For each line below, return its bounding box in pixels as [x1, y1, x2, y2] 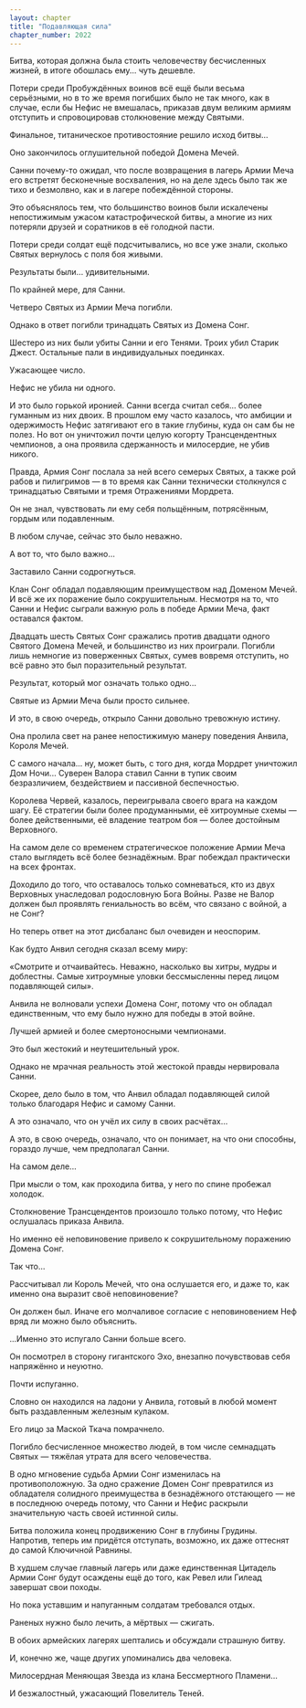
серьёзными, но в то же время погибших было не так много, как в [9, 92, 270, 103]
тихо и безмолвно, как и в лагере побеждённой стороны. [9, 185, 234, 195]
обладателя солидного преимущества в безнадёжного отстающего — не [9, 1488, 296, 1499]
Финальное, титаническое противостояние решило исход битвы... [9, 130, 269, 141]
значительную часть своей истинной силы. [9, 1508, 179, 1519]
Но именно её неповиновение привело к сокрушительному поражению [9, 1234, 291, 1245]
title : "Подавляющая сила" [9, 22, 112, 31]
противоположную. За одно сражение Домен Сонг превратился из [9, 1479, 274, 1490]
